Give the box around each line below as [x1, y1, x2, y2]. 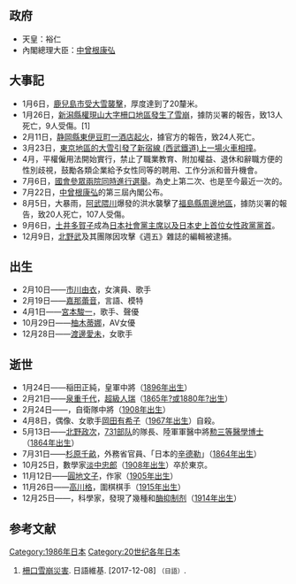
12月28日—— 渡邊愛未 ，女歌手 [21, 328, 133, 339]
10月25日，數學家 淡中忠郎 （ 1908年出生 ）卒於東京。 [21, 459, 213, 471]
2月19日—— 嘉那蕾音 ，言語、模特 [21, 296, 144, 306]
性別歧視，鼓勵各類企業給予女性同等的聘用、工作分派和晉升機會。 [21, 165, 262, 175]
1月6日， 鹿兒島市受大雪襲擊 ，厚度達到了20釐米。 [21, 98, 203, 109]
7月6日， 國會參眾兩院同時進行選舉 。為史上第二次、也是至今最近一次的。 [21, 175, 287, 186]
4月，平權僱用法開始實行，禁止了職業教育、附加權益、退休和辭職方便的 [21, 153, 283, 164]
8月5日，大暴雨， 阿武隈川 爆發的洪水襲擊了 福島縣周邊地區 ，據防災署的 [21, 197, 280, 208]
